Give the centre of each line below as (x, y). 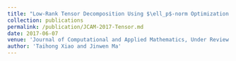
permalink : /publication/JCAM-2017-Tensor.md (75, 27)
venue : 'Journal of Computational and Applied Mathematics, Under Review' (120, 40)
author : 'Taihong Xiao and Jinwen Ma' (64, 46)
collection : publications (45, 20)
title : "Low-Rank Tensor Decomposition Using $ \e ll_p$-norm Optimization (118, 14)
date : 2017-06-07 (33, 33)
